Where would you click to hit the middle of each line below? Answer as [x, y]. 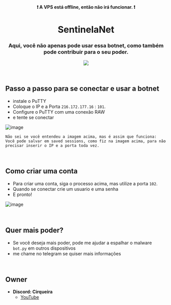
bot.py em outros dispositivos [44, 248]
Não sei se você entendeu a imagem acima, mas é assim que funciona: [81, 137]
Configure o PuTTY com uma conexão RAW [59, 112]
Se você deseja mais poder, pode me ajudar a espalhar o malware [82, 243]
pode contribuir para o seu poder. [86, 52]
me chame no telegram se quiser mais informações [67, 253]
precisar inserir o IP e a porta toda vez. [52, 145]
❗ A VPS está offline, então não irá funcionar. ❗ [86, 7]
